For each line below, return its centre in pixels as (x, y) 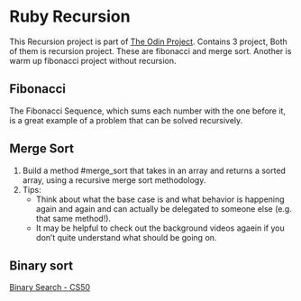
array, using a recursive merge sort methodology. (114, 180)
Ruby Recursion (70, 17)
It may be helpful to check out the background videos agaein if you (160, 228)
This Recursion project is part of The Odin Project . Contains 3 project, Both (149, 41)
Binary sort (41, 265)
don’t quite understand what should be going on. (126, 237)
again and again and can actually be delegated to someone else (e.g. (164, 208)
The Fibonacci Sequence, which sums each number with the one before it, (148, 111)
